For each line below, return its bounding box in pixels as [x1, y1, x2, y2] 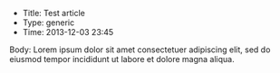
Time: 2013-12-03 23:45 [22, 27, 114, 37]
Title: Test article [22, 8, 86, 18]
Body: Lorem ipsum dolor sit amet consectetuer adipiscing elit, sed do [9, 44, 271, 55]
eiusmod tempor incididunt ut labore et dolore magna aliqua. [9, 54, 235, 64]
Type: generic [22, 17, 75, 28]
